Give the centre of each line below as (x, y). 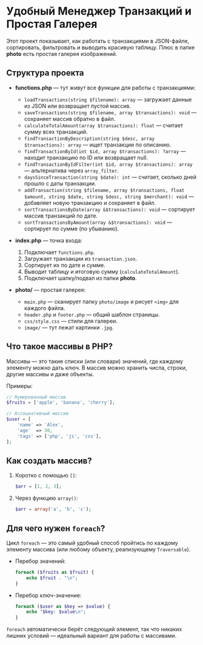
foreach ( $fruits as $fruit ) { (55, 572)
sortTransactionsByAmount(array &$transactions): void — (98, 222)
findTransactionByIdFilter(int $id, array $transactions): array (108, 164)
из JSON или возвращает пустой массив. (78, 106)
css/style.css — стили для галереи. (71, 321)
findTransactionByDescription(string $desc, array (89, 139)
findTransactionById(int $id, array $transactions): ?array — (105, 151)
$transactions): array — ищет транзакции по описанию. (98, 145)
